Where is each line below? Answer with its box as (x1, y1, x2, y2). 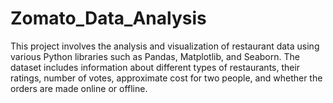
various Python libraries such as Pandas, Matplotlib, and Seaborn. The (10, 50, 300, 62)
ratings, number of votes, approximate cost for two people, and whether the (10, 72, 323, 84)
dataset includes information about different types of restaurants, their (10, 61, 301, 73)
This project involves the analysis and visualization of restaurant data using (10, 40, 320, 52)
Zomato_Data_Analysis (10, 7, 207, 30)
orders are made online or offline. (10, 82, 148, 94)
